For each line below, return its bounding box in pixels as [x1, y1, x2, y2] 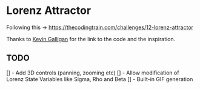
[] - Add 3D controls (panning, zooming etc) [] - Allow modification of [6, 69, 179, 76]
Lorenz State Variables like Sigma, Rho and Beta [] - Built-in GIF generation [6, 75, 193, 82]
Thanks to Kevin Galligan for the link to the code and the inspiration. [6, 35, 176, 42]
